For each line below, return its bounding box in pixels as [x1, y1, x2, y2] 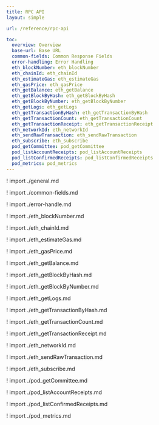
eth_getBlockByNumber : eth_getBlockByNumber [12, 98, 126, 105]
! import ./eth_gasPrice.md [6, 247, 73, 255]
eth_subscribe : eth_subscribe [12, 138, 88, 144]
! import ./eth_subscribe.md [6, 365, 76, 372]
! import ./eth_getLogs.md [6, 295, 71, 302]
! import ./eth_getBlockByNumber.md [6, 283, 99, 290]
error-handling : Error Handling [12, 59, 94, 65]
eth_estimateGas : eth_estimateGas [12, 76, 99, 82]
